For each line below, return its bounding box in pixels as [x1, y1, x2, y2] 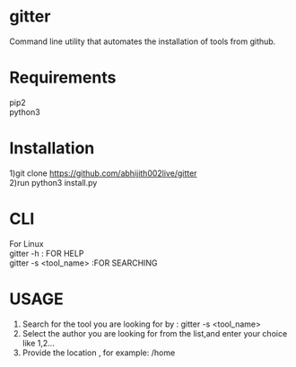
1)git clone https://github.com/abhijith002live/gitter [9, 168, 197, 179]
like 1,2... [22, 337, 56, 348]
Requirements [9, 67, 117, 88]
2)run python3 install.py [9, 177, 98, 188]
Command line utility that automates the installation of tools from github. [9, 36, 276, 47]
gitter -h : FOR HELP [9, 248, 84, 258]
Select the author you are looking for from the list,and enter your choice [22, 328, 288, 338]
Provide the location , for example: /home [22, 347, 176, 358]
